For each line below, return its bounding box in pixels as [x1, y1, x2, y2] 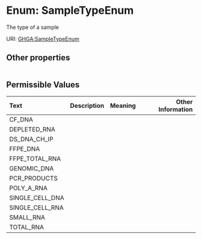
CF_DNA [9, 115, 34, 123]
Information [158, 105, 193, 113]
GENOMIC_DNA [9, 164, 54, 172]
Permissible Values [6, 79, 80, 90]
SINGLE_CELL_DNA [9, 193, 64, 202]
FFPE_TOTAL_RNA [9, 154, 61, 163]
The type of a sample [6, 23, 59, 31]
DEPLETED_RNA [9, 125, 56, 133]
